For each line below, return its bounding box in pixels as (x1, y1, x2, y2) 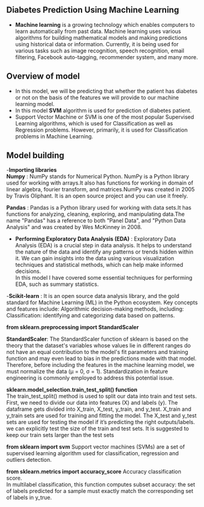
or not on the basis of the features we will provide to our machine (15, 94, 180, 101)
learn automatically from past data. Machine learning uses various (15, 27, 181, 35)
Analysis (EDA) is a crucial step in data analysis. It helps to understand (15, 242, 192, 249)
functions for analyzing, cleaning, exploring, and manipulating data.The (6, 210, 185, 218)
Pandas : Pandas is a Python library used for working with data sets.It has (6, 204, 192, 211)
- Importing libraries (6, 166, 57, 174)
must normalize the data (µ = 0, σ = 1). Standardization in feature (6, 368, 169, 375)
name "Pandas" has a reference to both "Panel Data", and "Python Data (6, 217, 186, 224)
